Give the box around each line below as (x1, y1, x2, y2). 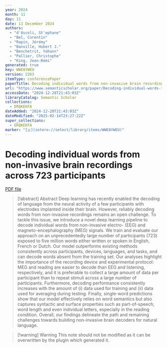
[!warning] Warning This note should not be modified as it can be (17, 332, 151, 338)
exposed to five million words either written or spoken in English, (17, 238, 150, 244)
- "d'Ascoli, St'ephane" (9, 30, 61, 35)
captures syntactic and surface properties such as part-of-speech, (17, 301, 155, 307)
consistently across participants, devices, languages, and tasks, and (17, 249, 158, 255)
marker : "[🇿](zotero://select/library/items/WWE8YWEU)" (5, 127, 124, 132)
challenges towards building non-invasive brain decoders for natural (17, 317, 158, 323)
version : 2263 (5, 72, 35, 77)
